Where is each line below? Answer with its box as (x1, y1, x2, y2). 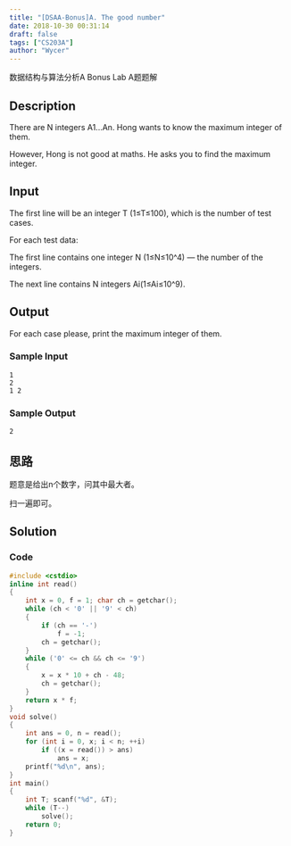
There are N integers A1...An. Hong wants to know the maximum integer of (9, 121, 283, 132)
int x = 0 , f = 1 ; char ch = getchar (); (25, 596, 178, 605)
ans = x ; (56, 753, 90, 763)
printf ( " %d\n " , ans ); (25, 762, 105, 771)
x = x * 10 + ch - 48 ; (41, 671, 126, 680)
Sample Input (9, 350, 69, 362)
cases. (9, 217, 34, 228)
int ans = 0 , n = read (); (25, 729, 122, 738)
